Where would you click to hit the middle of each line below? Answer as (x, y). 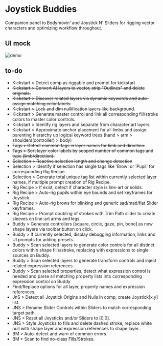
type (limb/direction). (33, 156)
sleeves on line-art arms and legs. (46, 219)
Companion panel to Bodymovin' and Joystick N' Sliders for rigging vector (80, 23)
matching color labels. (49, 103)
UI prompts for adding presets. (43, 239)
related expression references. (43, 266)
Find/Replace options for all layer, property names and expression (79, 286)
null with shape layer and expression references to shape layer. (76, 328)
